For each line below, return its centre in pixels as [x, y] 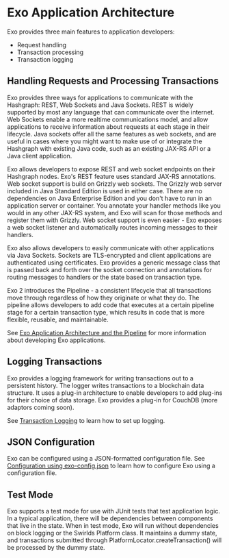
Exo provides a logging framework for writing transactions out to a [100, 378]
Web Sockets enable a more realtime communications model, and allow [108, 119]
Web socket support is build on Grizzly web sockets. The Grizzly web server [114, 184]
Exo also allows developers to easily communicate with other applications [111, 247]
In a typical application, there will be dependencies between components [110, 518]
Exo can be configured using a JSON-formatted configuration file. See [106, 459]
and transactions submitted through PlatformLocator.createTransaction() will [114, 540]
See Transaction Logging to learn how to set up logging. [86, 420]
